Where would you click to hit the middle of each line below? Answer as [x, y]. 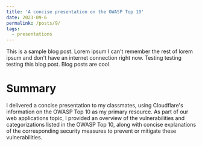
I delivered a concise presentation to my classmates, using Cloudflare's [95, 106]
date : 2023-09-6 [27, 17]
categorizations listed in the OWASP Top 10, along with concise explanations [101, 125]
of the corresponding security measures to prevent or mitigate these [91, 131]
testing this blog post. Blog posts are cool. [58, 65]
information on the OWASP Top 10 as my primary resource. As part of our [97, 112]
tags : [13, 29]
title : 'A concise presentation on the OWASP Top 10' [75, 12]
